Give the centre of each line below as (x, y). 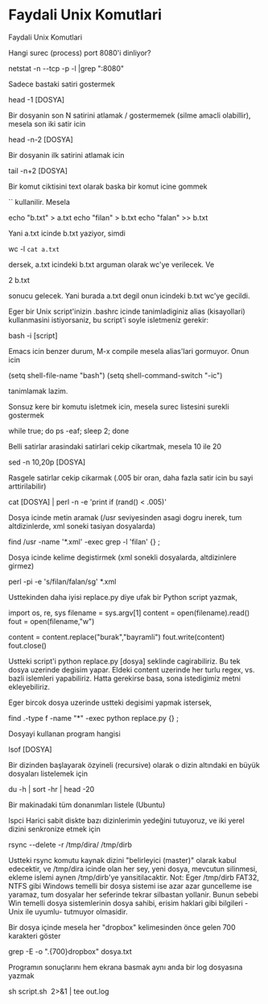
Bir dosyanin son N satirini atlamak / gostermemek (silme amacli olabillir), (130, 115)
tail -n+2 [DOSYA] (38, 170)
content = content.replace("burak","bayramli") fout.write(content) (117, 637)
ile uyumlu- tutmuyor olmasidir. (76, 911)
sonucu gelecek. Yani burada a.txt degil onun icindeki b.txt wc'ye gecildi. (129, 295)
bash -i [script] (33, 335)
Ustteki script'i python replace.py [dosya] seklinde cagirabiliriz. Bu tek (125, 661)
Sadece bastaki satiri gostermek (62, 84)
